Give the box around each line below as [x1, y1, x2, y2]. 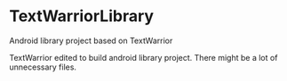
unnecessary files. [9, 62, 77, 72]
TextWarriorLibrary [9, 6, 154, 26]
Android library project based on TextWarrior [9, 35, 173, 46]
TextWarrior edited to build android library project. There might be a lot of [9, 52, 278, 63]
